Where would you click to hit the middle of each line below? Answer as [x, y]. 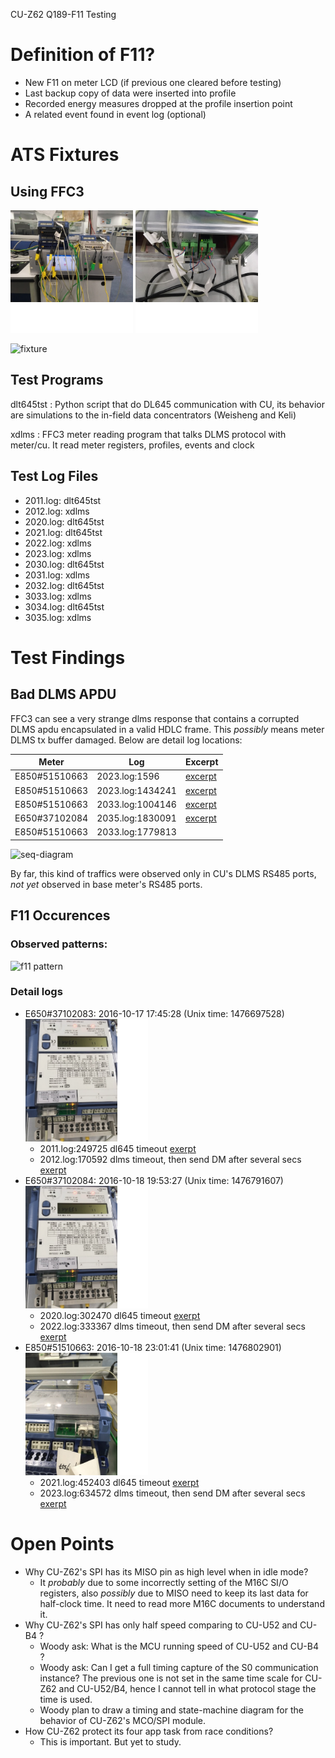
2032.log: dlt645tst [64, 585]
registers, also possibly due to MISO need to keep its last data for [174, 1593]
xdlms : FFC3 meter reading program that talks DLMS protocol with [148, 434]
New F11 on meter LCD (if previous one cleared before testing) [153, 82]
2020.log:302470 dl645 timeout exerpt [120, 1315]
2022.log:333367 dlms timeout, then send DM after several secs [172, 1326]
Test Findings [68, 657]
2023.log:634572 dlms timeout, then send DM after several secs [172, 1493]
